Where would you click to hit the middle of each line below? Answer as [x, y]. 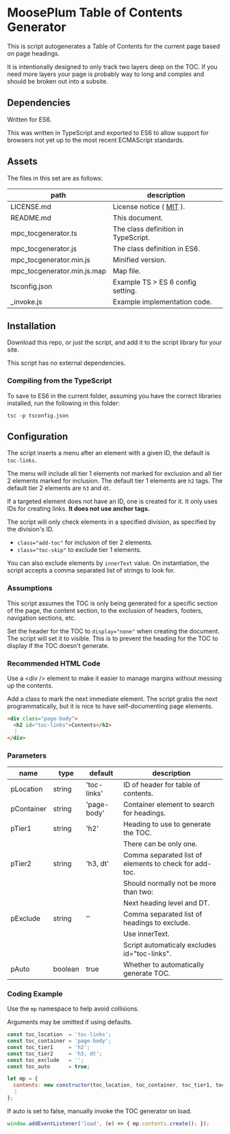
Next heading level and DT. [166, 903]
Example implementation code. [162, 302]
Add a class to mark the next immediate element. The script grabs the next [112, 699]
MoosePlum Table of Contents [95, 13]
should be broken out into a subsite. [57, 81]
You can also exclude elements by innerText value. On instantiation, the [108, 563]
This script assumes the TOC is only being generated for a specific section [112, 603]
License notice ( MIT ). [149, 206]
